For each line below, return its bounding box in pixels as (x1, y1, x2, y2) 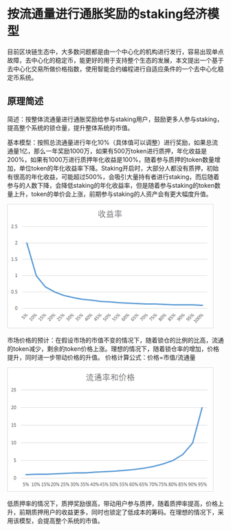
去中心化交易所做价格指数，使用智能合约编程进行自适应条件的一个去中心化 (7, 65, 218, 73)
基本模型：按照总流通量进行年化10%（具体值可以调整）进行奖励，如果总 (7, 138, 212, 147)
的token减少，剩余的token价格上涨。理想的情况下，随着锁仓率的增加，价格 (7, 345, 220, 353)
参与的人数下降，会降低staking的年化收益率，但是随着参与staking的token (7, 181, 215, 189)
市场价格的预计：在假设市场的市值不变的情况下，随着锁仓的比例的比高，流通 (7, 336, 224, 344)
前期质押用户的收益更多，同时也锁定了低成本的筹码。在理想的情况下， (19, 508, 218, 516)
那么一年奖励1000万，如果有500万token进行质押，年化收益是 (33, 147, 208, 155)
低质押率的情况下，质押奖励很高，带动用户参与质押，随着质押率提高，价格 (7, 499, 218, 508)
